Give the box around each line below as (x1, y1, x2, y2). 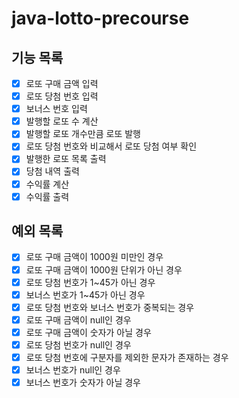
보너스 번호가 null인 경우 (25, 364, 121, 376)
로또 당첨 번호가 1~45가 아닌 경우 (25, 276, 156, 288)
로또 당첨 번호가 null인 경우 (25, 338, 132, 351)
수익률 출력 (25, 190, 70, 202)
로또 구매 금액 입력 (25, 78, 99, 89)
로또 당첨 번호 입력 (25, 90, 99, 102)
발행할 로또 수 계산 (25, 115, 99, 127)
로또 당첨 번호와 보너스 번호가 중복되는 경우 (25, 301, 195, 313)
